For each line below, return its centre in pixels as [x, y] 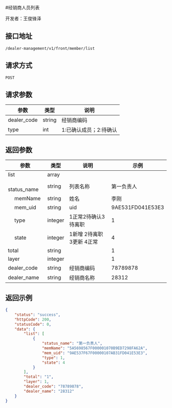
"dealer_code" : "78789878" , [53, 387]
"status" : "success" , [37, 315]
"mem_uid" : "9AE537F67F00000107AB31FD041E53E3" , [94, 353]
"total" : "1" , [39, 377]
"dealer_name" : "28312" [49, 391]
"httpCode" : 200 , [33, 320]
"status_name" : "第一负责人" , [72, 344]
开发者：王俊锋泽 [23, 19]
